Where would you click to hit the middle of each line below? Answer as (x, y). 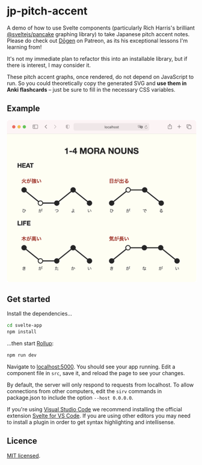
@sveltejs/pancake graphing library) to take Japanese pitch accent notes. (98, 34)
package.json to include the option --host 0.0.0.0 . (70, 397)
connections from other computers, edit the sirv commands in (84, 391)
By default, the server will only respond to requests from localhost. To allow (100, 385)
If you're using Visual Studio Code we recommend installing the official (94, 409)
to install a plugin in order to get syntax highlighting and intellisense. (91, 422)
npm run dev (22, 355)
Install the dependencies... (40, 314)
